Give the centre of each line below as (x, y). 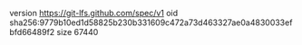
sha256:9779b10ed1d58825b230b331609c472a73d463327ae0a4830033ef (151, 22)
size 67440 (78, 32)
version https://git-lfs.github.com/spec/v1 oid (94, 13)
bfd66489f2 (32, 32)
